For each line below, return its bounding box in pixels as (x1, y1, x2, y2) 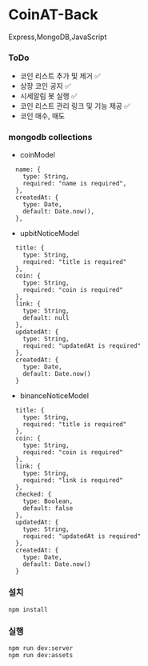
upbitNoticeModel (19, 228, 80, 237)
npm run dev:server (8, 644, 74, 652)
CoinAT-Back (8, 6, 98, 24)
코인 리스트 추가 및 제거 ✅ (19, 71, 102, 81)
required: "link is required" (22, 476, 124, 485)
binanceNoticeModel (19, 390, 90, 401)
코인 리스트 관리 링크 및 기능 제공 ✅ (19, 102, 130, 111)
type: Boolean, (22, 497, 74, 505)
